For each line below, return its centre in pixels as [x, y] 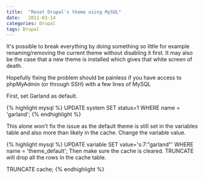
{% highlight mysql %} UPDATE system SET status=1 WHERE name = [93, 108]
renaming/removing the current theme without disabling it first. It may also [100, 53]
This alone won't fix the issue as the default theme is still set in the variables [102, 126]
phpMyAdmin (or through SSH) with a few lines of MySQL [79, 84]
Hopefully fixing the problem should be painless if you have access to [94, 78]
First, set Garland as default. [42, 96]
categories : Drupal [31, 23]
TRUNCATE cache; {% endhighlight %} [56, 169]
